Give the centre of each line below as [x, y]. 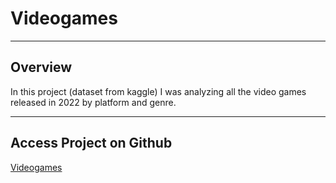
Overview [41, 67]
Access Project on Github [91, 143]
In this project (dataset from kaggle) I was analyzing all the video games [158, 91]
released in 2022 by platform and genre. [93, 102]
